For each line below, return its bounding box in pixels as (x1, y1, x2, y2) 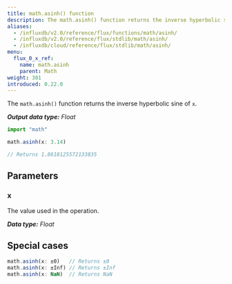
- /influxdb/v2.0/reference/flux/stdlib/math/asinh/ (13, 36, 168, 43)
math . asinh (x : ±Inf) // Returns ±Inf (7, 265, 116, 272)
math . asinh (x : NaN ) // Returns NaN (7, 271, 113, 278)
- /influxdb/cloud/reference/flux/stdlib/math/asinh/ (13, 42, 171, 49)
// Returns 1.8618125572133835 (7, 151, 97, 158)
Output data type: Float (7, 113, 76, 121)
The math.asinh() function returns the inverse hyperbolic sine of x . (7, 99, 197, 108)
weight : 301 (7, 74, 41, 81)
